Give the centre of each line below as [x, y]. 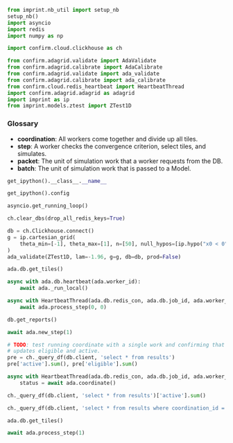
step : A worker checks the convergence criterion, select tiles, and [112, 146]
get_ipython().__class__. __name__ [57, 181]
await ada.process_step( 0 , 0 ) [63, 307]
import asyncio [29, 23]
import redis [26, 29]
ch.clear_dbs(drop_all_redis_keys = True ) [67, 218]
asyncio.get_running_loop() [48, 206]
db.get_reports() [32, 320]
